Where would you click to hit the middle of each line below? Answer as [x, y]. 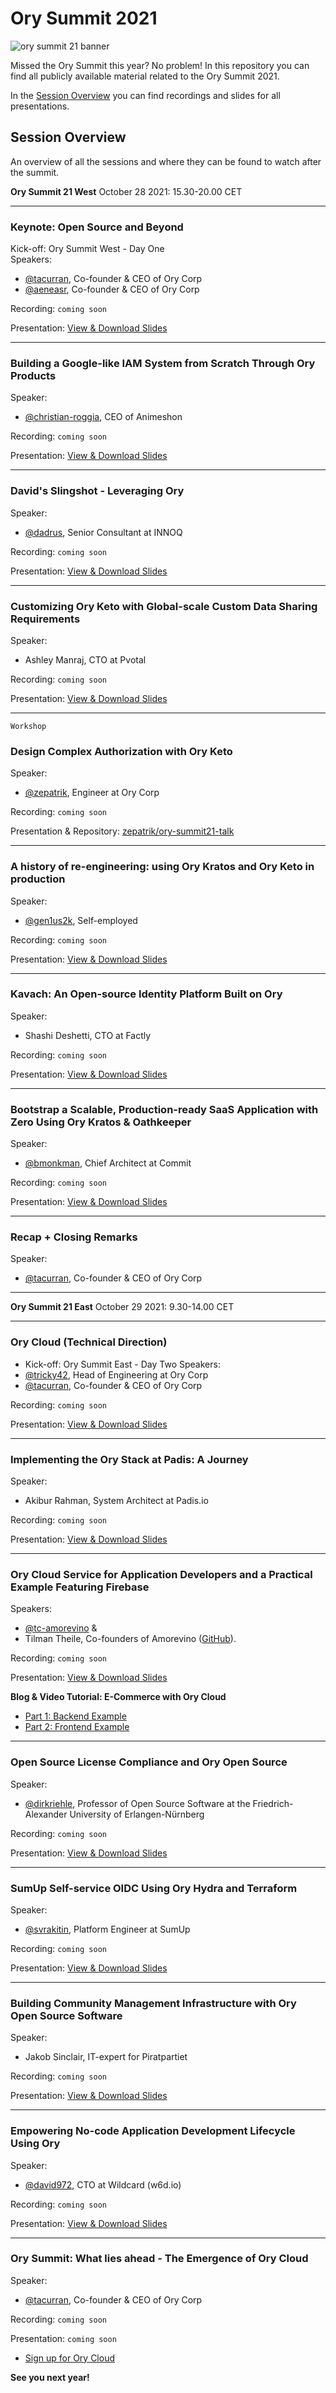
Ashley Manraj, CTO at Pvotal [85, 659]
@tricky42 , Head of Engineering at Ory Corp [116, 1374]
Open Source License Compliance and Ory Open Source [149, 1762]
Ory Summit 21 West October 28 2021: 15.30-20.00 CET [126, 191]
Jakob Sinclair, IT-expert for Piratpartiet [106, 2057]
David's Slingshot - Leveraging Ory [97, 491]
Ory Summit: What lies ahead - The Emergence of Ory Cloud [159, 2259]
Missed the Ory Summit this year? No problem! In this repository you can [160, 65]
